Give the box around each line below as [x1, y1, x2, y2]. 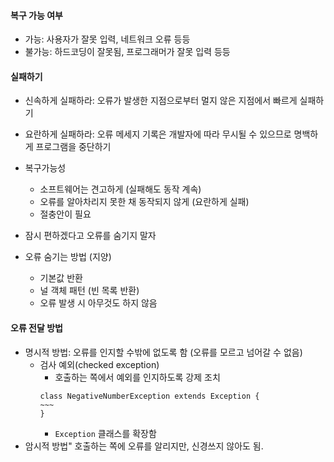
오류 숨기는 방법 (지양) [24, 251, 112, 263]
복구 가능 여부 [10, 9, 63, 21]
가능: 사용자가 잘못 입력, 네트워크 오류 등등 [24, 33, 191, 45]
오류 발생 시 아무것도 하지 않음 [39, 297, 158, 309]
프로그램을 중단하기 [35, 141, 112, 153]
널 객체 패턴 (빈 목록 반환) [39, 285, 140, 297]
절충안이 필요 [39, 208, 92, 220]
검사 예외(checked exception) [39, 358, 160, 370]
